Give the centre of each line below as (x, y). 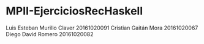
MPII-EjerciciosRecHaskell (74, 11)
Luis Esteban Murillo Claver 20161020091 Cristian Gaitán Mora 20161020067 (102, 28)
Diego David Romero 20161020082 (50, 34)
